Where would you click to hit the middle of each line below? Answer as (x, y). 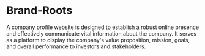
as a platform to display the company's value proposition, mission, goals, (98, 40)
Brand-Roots (39, 11)
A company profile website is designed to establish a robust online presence (103, 27)
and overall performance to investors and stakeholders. (76, 46)
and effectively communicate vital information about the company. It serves (102, 33)
